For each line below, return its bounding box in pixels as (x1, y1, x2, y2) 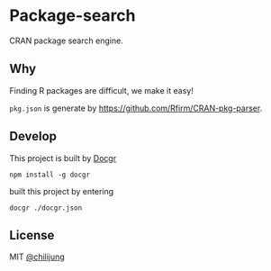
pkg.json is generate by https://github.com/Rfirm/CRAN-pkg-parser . (9, 103, 263, 113)
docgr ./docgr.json (9, 203, 83, 212)
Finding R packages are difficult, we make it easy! (9, 85, 194, 95)
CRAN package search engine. (9, 35, 123, 46)
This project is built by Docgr (9, 152, 117, 163)
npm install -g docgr (9, 170, 91, 179)
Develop (9, 129, 57, 144)
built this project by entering (9, 185, 114, 196)
